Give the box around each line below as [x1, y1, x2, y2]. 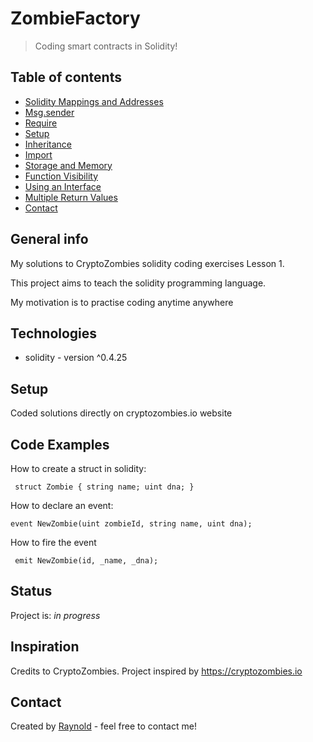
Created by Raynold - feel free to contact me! [10, 720, 197, 732]
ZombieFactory [10, 7, 141, 30]
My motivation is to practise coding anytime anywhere [10, 296, 234, 308]
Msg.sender [24, 106, 75, 118]
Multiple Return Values [24, 191, 118, 203]
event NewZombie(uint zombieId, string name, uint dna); [10, 519, 253, 529]
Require [24, 117, 58, 129]
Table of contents [10, 69, 122, 86]
